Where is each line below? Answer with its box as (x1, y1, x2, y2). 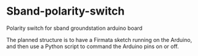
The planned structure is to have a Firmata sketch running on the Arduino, (6, 36, 193, 43)
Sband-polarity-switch (6, 4, 125, 18)
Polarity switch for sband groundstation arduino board (6, 24, 142, 32)
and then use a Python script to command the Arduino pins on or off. (6, 43, 179, 50)
